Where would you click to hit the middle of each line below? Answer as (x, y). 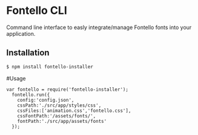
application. (21, 33)
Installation (28, 53)
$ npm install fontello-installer (50, 67)
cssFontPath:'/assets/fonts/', (57, 116)
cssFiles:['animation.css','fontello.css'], (74, 110)
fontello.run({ (31, 94)
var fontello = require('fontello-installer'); (68, 89)
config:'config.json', (46, 100)
